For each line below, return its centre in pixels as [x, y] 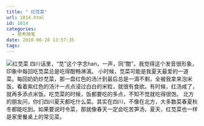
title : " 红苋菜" [27, 12]
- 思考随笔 [24, 35]
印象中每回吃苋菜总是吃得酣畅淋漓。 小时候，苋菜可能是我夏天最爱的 [92, 71]
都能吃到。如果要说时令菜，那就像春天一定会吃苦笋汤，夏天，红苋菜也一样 [104, 109]
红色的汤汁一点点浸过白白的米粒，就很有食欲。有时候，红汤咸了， [115, 86]
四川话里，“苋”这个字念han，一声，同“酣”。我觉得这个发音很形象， [114, 64]
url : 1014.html [25, 18]
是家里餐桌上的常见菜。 [36, 116]
